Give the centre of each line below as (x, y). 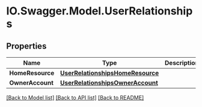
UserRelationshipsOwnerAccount (109, 83)
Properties (26, 46)
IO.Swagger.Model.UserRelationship (99, 11)
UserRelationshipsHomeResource (109, 73)
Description (182, 63)
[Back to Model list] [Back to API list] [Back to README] (75, 98)
